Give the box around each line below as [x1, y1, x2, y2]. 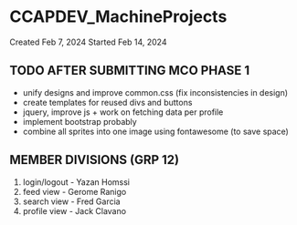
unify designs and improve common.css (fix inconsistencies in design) [22, 87, 289, 97]
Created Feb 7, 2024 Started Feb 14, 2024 [9, 36, 167, 47]
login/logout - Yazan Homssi [22, 176, 131, 188]
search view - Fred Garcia [22, 196, 121, 207]
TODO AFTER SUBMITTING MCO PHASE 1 [9, 63, 249, 78]
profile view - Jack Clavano [22, 205, 126, 216]
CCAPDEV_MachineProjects [9, 6, 228, 27]
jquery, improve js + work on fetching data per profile [22, 107, 224, 118]
